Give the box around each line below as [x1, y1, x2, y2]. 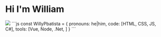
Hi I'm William [5, 3, 64, 15]
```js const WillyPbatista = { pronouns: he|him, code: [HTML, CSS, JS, [11, 20, 156, 26]
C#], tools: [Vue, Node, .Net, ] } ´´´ [5, 26, 76, 32]
